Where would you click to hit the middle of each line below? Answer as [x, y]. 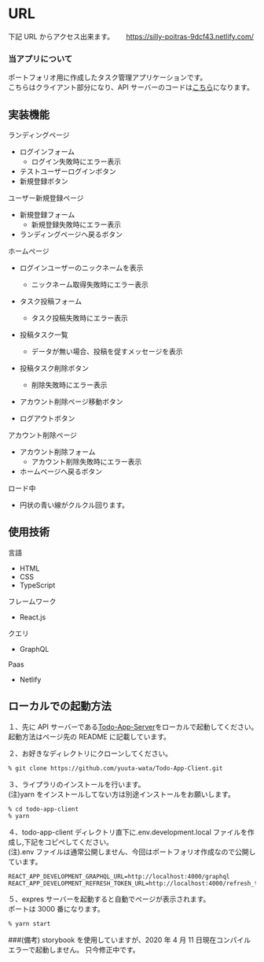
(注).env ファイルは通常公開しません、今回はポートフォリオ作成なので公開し [132, 852]
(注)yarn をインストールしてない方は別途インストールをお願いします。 [122, 794]
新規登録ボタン [44, 181]
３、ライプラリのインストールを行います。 [77, 784]
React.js [33, 617]
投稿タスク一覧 [44, 335]
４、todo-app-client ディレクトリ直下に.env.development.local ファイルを [128, 832]
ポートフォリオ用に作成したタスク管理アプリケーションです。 [108, 78]
